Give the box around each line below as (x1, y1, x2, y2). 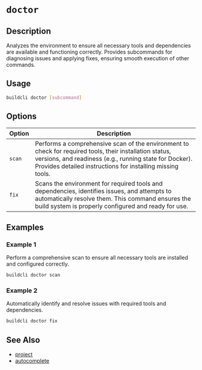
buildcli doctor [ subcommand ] (6, 95, 82, 101)
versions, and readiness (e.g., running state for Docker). (35, 154, 193, 163)
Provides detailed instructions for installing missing (35, 161, 179, 170)
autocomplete (14, 357, 50, 365)
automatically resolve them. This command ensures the (35, 194, 191, 202)
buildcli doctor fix (6, 318, 58, 324)
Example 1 (6, 240, 37, 248)
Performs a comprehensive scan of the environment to (35, 139, 189, 148)
